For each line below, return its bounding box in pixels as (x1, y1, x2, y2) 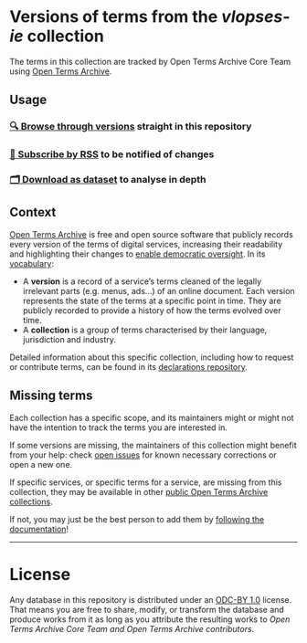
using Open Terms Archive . (9, 66, 112, 77)
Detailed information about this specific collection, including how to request (9, 352, 294, 363)
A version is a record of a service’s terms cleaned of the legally (22, 276, 262, 287)
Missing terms (9, 388, 93, 404)
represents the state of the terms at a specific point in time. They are (22, 295, 281, 306)
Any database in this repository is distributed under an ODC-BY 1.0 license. (9, 594, 292, 605)
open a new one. (9, 459, 73, 469)
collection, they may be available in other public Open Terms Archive (9, 486, 269, 497)
